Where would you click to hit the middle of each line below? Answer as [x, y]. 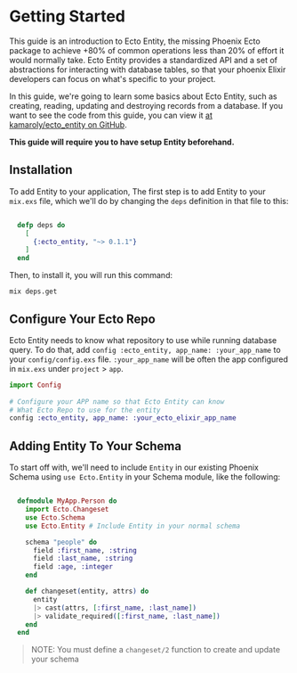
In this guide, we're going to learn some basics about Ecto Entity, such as [143, 96]
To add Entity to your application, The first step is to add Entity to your [137, 191]
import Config [36, 385]
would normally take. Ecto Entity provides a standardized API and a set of [144, 60]
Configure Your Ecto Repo [82, 319]
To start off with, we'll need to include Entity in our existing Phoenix [134, 468]
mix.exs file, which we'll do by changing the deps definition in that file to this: [149, 201]
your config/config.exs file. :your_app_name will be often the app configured [149, 359]
